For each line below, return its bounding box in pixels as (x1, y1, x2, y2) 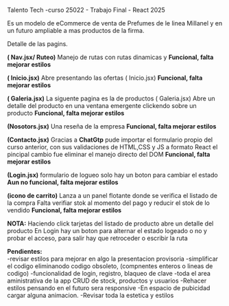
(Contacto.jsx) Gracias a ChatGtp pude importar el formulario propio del (7, 135, 213, 144)
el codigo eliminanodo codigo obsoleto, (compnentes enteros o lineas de (7, 262, 213, 270)
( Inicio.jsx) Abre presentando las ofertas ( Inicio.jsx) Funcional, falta (7, 74, 203, 82)
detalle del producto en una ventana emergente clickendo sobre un (7, 102, 197, 109)
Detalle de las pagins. (7, 40, 69, 47)
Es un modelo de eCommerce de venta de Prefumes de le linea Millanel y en (7, 19, 223, 27)
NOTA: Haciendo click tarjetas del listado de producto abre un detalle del (7, 219, 214, 228)
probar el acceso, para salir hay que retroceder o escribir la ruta (7, 234, 189, 242)
